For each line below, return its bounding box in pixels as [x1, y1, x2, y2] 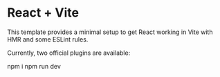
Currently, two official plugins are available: [7, 49, 131, 57]
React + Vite [7, 5, 80, 21]
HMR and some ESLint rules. [7, 35, 89, 43]
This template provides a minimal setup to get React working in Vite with [7, 28, 213, 36]
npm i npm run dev [7, 62, 61, 70]
